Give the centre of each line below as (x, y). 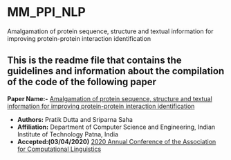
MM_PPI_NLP (47, 12)
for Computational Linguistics (59, 149)
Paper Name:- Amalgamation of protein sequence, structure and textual (110, 98)
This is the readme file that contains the (94, 61)
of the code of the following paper (82, 82)
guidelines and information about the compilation (116, 71)
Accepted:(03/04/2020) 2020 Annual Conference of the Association (117, 141)
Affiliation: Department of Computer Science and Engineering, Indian (116, 127)
